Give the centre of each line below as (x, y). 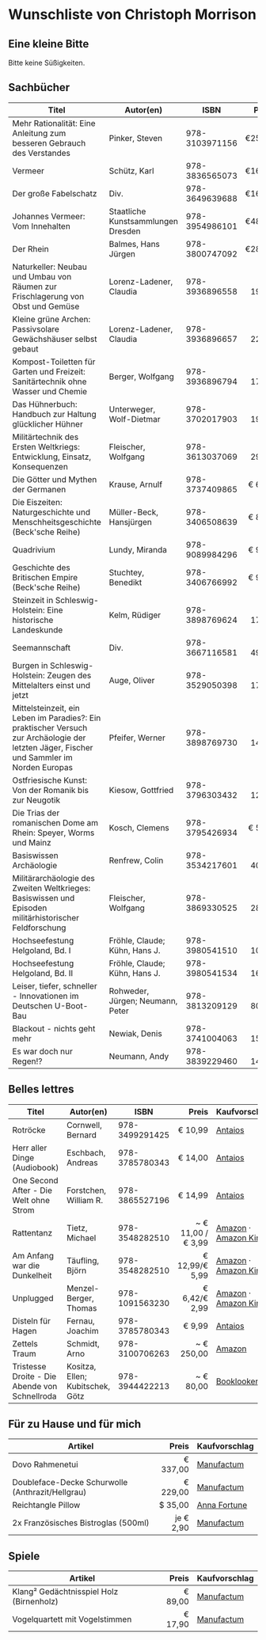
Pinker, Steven (136, 138)
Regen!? (27, 1061)
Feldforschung (39, 928)
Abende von (35, 1386)
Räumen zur (35, 287)
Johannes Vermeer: (49, 216)
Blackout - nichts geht (54, 1028)
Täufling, (83, 1260)
